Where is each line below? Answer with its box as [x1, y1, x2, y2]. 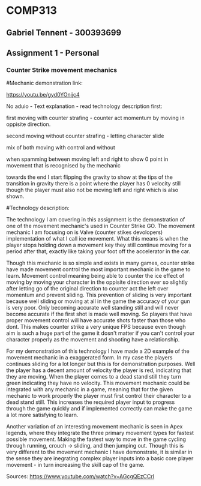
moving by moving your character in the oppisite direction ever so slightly [6, 278, 188, 286]
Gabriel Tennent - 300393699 [6, 28, 122, 38]
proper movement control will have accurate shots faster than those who [6, 317, 186, 324]
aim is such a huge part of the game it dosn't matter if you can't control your [6, 329, 195, 337]
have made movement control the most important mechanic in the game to [6, 266, 191, 273]
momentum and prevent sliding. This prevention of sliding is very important [6, 292, 192, 299]
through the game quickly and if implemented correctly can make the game [6, 405, 193, 412]
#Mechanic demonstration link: [6, 79, 83, 87]
